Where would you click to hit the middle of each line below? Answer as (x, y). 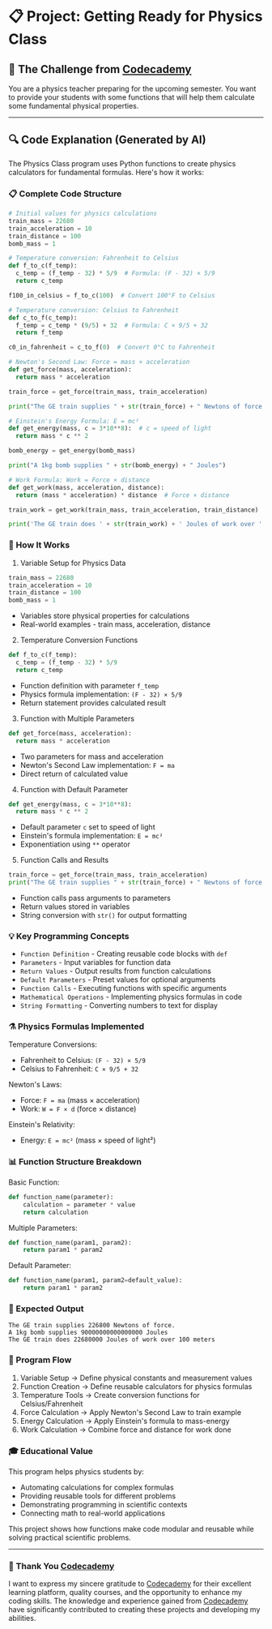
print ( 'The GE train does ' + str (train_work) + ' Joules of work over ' (136, 525)
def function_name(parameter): (61, 1197)
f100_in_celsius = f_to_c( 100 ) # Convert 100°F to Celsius (112, 295)
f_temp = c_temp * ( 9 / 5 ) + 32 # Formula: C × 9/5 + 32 (112, 325)
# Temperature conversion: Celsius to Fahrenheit (94, 310)
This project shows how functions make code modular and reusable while (131, 1528)
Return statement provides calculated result (93, 702)
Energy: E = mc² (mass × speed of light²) (88, 1140)
